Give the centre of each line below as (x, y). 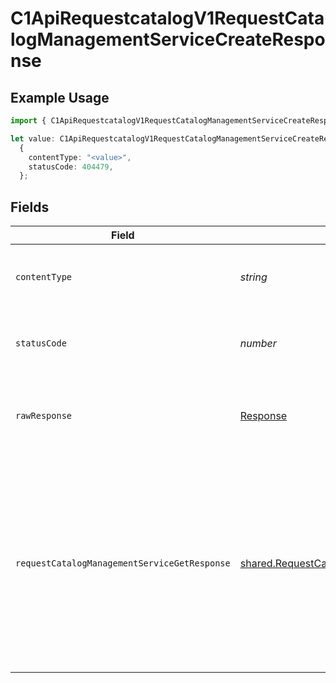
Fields (30, 207)
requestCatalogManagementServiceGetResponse (123, 563)
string (253, 277)
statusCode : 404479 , (71, 167)
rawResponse (44, 416)
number (258, 344)
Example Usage (60, 97)
